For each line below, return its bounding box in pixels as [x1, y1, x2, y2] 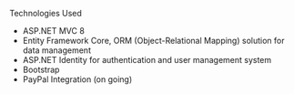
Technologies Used [9, 8, 82, 18]
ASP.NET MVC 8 [22, 26, 85, 36]
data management [22, 45, 91, 56]
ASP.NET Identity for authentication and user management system [22, 55, 272, 65]
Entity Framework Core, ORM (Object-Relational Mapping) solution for [22, 36, 285, 46]
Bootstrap [22, 64, 60, 75]
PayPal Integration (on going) [22, 74, 133, 85]
